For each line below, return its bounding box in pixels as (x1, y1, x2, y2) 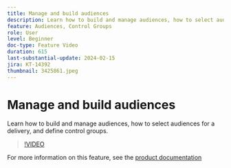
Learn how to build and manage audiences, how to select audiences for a (7, 119, 215, 128)
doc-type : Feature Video (7, 42, 78, 49)
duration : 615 (7, 49, 48, 56)
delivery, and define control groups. (7, 127, 109, 135)
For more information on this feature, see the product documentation (7, 154, 202, 162)
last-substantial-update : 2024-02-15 (7, 55, 115, 62)
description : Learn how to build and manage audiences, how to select (7, 16, 214, 23)
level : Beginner (7, 36, 54, 43)
